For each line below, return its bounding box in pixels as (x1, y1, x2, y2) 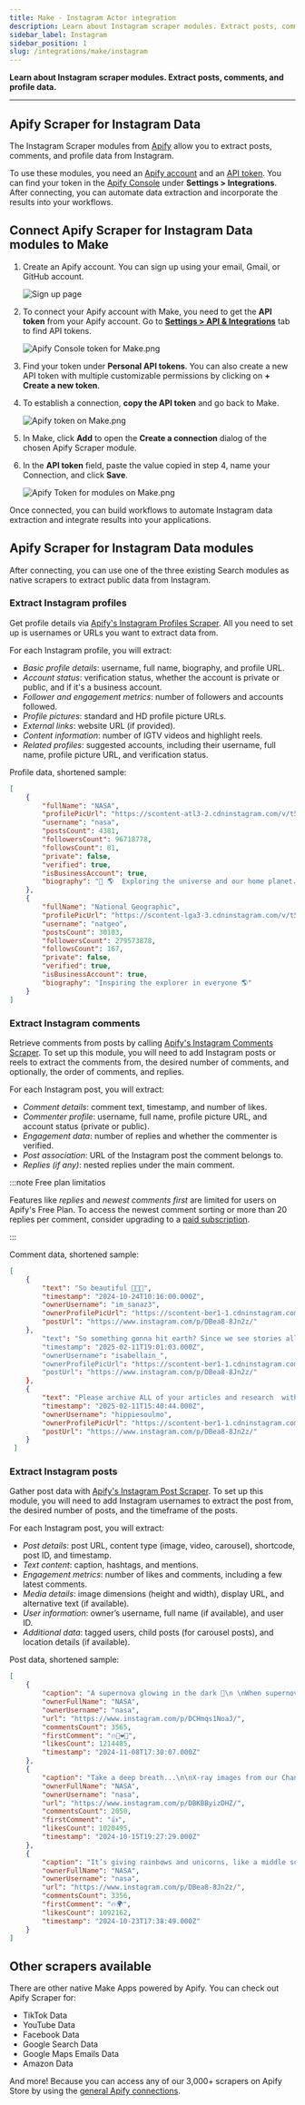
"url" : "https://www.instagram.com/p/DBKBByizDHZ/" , (42, 1798, 246, 1807)
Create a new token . (22, 379, 100, 390)
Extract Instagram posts (9, 1465, 118, 1478)
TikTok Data (22, 2010, 68, 2021)
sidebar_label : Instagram (9, 30, 107, 39)
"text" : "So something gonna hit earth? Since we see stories (42, 1333, 282, 1343)
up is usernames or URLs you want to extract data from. (9, 627, 219, 638)
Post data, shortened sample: (9, 1654, 120, 1666)
